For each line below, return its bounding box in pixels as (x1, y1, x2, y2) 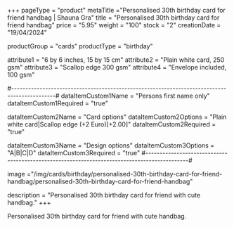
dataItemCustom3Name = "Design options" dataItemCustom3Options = (7, 141, 215, 150)
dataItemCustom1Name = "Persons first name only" (60, 91, 211, 100)
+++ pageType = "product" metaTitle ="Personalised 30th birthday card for (7, 6, 226, 14)
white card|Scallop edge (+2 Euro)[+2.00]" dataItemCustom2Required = (7, 120, 216, 129)
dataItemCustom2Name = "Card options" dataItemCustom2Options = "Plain (7, 112, 227, 121)
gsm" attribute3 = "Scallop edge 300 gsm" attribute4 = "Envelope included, (7, 63, 227, 71)
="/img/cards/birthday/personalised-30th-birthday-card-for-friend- (27, 170, 223, 178)
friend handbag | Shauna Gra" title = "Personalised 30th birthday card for (7, 13, 220, 22)
